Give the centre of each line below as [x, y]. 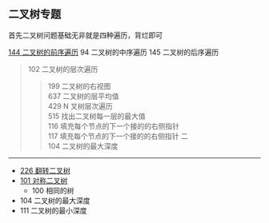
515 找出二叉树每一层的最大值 [96, 116]
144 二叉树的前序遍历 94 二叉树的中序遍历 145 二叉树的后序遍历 [114, 52]
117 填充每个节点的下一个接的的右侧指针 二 [118, 136]
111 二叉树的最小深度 [53, 210]
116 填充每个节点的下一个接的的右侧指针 [114, 125]
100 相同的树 [53, 190]
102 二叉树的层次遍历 [63, 69]
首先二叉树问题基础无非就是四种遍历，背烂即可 [85, 35]
